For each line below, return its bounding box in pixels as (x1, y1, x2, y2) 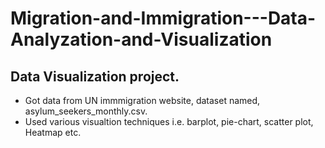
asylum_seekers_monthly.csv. (24, 105, 148, 117)
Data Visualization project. (10, 68, 180, 85)
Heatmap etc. (24, 127, 82, 138)
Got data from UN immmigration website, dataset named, (24, 95, 261, 106)
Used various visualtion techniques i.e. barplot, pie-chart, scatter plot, (24, 116, 314, 127)
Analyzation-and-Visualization (10, 28, 273, 51)
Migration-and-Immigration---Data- (10, 7, 317, 30)
